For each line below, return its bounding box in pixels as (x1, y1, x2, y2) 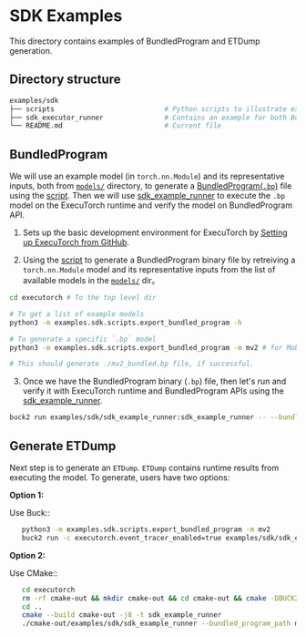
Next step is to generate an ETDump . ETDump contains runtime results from (9, 462, 280, 473)
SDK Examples (9, 5, 123, 26)
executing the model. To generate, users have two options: (9, 472, 230, 483)
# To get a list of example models (9, 309, 145, 319)
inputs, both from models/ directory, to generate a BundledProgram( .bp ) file (9, 180, 292, 191)
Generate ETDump (9, 438, 117, 454)
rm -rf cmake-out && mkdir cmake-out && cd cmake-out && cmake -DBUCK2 (21, 593, 300, 602)
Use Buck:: (9, 508, 51, 518)
